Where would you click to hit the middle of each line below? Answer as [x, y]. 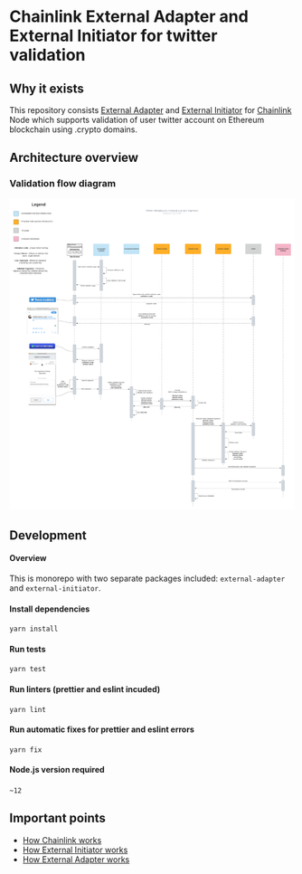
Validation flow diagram [62, 184]
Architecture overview [74, 158]
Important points [58, 818]
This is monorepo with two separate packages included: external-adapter [147, 579]
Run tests [28, 649]
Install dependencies [50, 609]
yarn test [28, 670]
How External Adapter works [76, 859]
